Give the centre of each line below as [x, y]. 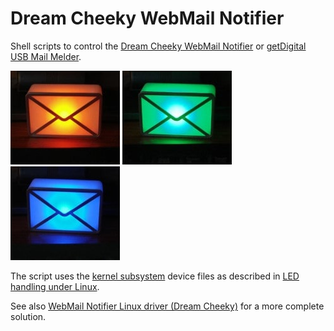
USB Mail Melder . [46, 56]
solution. [28, 316]
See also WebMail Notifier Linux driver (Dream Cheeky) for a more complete [167, 306]
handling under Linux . [55, 286]
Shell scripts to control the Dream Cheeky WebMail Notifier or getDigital [158, 46]
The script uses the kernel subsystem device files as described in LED [155, 276]
